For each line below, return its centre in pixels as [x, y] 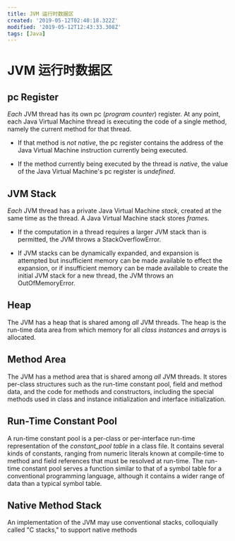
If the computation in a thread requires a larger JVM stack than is [112, 232]
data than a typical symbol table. [55, 483]
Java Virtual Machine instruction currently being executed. [103, 150]
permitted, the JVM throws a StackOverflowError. [89, 239]
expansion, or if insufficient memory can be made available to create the [123, 268]
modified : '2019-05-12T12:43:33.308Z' [64, 27]
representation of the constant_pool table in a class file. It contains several [116, 446]
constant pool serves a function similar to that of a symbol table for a [122, 468]
